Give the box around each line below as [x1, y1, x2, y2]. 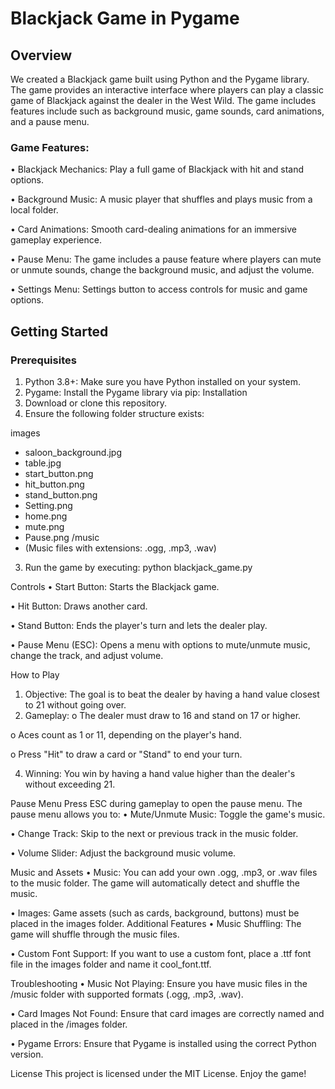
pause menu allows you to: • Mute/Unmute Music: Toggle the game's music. [10, 808, 326, 820]
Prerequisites [10, 353, 77, 367]
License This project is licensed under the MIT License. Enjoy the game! [10, 1067, 307, 1079]
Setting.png [24, 499, 73, 511]
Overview [10, 47, 73, 64]
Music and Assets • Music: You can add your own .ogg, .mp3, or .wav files [10, 866, 318, 878]
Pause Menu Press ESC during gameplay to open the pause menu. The [10, 797, 303, 809]
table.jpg [24, 457, 62, 469]
